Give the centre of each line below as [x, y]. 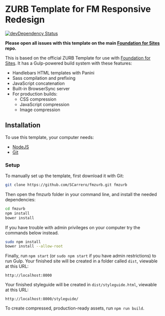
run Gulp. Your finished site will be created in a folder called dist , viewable [81, 261]
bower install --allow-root [34, 247]
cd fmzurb [15, 209]
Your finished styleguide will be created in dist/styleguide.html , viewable [81, 285]
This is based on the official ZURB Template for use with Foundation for [78, 58]
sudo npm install [23, 242]
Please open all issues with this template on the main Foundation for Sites [82, 43]
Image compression [40, 110]
